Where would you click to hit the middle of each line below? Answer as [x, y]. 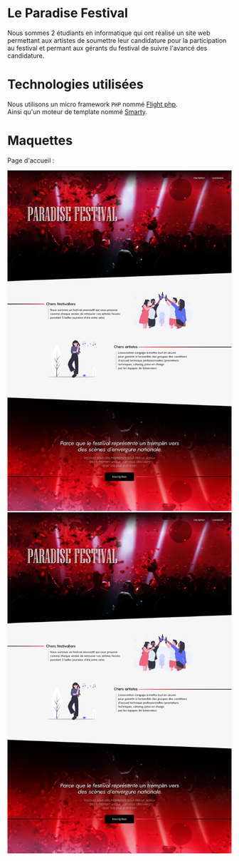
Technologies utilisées [75, 85]
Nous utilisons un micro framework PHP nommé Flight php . [92, 104]
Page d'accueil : [31, 160]
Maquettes [40, 141]
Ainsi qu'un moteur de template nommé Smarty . [78, 111]
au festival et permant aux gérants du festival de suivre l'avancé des [107, 48]
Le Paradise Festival [68, 13]
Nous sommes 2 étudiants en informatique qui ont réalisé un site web [109, 33]
